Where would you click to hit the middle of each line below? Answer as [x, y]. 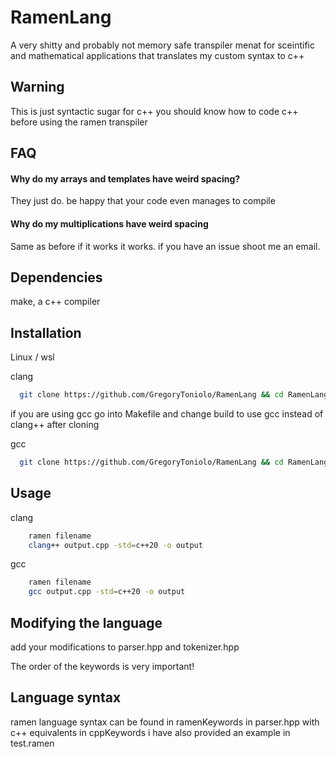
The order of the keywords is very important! [102, 667]
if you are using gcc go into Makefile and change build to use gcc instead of [167, 414]
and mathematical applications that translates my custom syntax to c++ [157, 55]
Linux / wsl [32, 357]
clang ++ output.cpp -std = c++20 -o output [115, 545]
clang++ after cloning [55, 425]
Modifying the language [86, 622]
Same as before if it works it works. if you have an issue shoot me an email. [165, 246]
